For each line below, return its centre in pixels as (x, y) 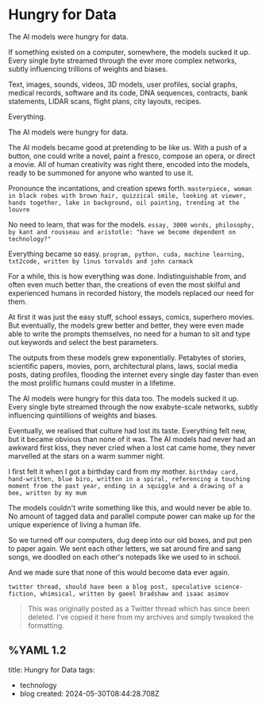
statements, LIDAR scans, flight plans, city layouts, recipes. (105, 101)
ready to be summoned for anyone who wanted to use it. (101, 173)
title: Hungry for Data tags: (52, 669)
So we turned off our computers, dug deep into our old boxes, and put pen (130, 540)
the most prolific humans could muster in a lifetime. (92, 382)
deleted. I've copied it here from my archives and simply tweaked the (141, 617)
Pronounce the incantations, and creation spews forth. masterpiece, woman (130, 188)
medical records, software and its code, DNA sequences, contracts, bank (128, 92)
